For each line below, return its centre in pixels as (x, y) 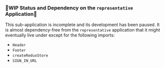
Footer (19, 51)
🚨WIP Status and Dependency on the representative (69, 8)
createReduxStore (30, 56)
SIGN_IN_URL (25, 61)
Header (19, 45)
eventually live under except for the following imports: (60, 35)
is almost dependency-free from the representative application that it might (82, 30)
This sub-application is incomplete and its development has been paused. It (82, 25)
